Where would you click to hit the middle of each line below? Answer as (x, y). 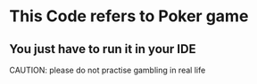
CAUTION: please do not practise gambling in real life (108, 70)
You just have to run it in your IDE (103, 49)
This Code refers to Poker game (129, 16)
